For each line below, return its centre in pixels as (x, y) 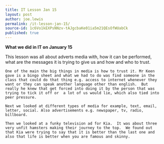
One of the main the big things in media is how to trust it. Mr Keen (80, 71)
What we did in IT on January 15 (39, 47)
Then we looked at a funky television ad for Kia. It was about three (81, 124)
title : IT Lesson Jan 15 (31, 10)
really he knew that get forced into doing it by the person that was (80, 89)
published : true (22, 33)
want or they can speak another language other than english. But (77, 84)
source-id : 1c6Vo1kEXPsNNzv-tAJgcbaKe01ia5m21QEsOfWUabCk (67, 28)
